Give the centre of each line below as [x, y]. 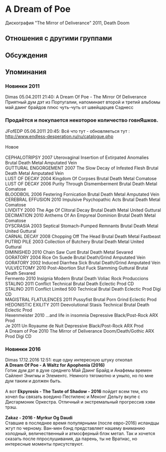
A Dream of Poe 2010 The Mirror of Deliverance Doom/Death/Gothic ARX [80, 331]
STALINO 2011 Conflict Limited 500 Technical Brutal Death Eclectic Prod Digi [83, 289]
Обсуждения [26, 55]
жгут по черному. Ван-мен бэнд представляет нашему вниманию [75, 428]
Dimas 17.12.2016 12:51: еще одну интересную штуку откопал [69, 360]
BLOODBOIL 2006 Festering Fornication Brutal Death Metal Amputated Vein [82, 194]
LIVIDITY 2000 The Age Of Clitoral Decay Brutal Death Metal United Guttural [83, 210]
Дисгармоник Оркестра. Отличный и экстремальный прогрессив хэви [80, 402]
